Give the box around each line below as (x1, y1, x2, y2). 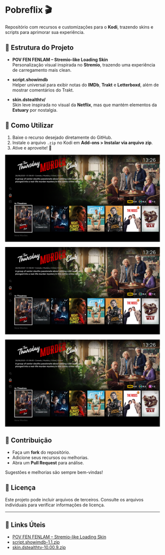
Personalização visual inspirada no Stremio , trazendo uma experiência (12, 62, 156, 67)
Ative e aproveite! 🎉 (12, 145, 52, 151)
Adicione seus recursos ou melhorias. (12, 454, 89, 461)
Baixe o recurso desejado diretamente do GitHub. (12, 134, 112, 140)
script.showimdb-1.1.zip (12, 539, 60, 545)
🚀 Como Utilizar (5, 122, 54, 130)
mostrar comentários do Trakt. (12, 87, 74, 93)
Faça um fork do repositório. (12, 449, 70, 455)
